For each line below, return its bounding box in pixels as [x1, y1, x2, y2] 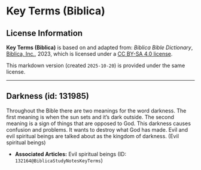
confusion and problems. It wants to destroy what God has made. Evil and [6, 126, 188, 133]
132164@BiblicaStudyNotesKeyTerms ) [14, 157, 103, 164]
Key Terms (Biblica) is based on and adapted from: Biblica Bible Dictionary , [6, 44, 193, 51]
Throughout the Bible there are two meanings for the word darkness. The [6, 107, 187, 114]
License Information [6, 28, 83, 38]
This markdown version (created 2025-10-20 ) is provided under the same [6, 62, 185, 69]
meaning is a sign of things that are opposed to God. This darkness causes [6, 120, 191, 127]
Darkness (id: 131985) [6, 91, 90, 101]
